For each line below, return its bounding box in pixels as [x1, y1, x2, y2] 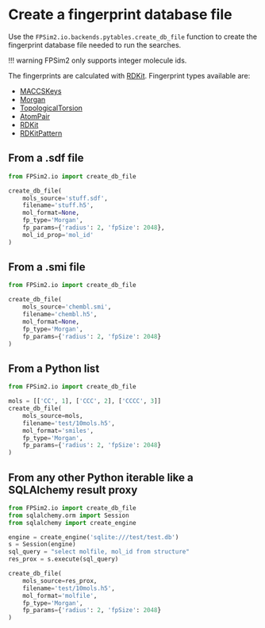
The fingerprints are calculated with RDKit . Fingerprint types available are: [8, 71, 251, 80]
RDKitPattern [19, 128, 63, 138]
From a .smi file [8, 260, 86, 274]
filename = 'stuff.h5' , [22, 201, 94, 209]
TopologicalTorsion [19, 103, 83, 113]
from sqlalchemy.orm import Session [8, 511, 129, 519]
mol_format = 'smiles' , [22, 427, 94, 435]
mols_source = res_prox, [22, 576, 98, 584]
